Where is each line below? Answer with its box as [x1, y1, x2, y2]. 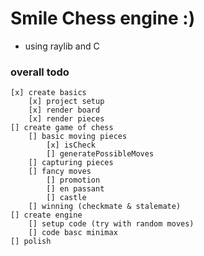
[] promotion [46, 175, 101, 186]
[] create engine [10, 210, 83, 221]
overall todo [10, 65, 70, 79]
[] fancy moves [28, 167, 92, 177]
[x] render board [28, 105, 101, 116]
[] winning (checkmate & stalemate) [28, 202, 182, 212]
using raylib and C [24, 40, 100, 52]
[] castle [46, 193, 87, 203]
